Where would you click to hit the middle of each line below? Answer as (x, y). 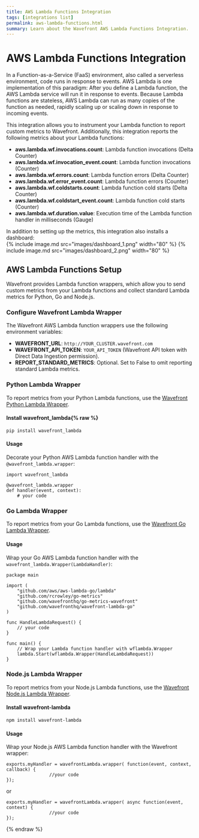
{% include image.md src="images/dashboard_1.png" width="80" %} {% (96, 244)
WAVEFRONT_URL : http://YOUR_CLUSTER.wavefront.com (84, 344)
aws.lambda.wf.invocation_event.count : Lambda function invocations (103, 162)
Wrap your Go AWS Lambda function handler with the (73, 558)
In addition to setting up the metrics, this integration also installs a (88, 232)
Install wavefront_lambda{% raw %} (52, 418)
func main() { (24, 643)
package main (22, 575)
